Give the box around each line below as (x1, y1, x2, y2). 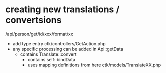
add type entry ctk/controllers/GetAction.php (12, 40, 106, 46)
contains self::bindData (27, 56, 76, 62)
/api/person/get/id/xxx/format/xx (5, 31, 74, 37)
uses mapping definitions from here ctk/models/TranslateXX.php (27, 62, 161, 68)
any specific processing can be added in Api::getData (12, 46, 124, 52)
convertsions (5, 14, 62, 26)
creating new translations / (5, 4, 120, 15)
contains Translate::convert (20, 51, 77, 57)
